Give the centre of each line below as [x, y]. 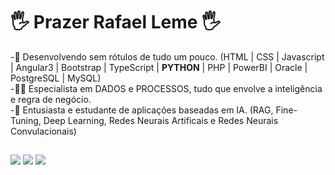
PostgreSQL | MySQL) [56, 78]
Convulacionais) [43, 131]
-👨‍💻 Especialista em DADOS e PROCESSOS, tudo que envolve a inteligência [166, 88]
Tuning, [26, 120]
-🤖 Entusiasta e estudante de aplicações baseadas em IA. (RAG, [142, 110]
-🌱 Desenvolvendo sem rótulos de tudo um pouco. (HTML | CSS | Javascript [167, 56]
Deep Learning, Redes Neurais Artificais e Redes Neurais [161, 120]
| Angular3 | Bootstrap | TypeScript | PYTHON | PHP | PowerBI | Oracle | [159, 67]
